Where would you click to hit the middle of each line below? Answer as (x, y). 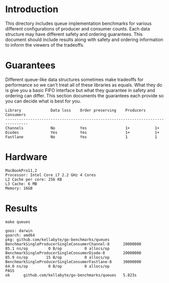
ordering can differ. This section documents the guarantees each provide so (85, 95)
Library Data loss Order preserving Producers (75, 110)
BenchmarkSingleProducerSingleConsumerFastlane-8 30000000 (73, 262)
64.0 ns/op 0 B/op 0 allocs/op (57, 266)
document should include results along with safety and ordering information (84, 40)
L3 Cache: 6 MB (21, 184)
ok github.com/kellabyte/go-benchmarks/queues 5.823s (71, 275)
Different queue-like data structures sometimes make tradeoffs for (74, 79)
